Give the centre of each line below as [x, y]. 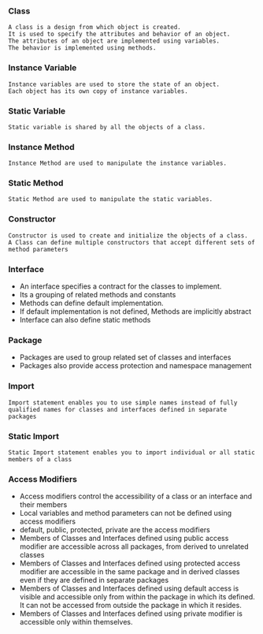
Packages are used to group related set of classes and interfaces [125, 357]
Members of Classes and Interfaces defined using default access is [129, 588]
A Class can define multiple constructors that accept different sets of [132, 242]
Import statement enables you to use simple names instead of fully [123, 403]
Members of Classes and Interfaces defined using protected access [130, 563]
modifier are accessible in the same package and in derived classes [130, 572]
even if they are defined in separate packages [94, 580]
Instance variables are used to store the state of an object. [114, 84]
